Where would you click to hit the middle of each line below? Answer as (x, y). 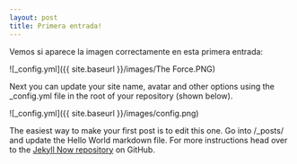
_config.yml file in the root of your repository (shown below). (121, 96)
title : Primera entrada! (56, 26)
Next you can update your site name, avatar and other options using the (142, 86)
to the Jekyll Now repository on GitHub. (82, 150)
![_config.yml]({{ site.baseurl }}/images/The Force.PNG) (113, 69)
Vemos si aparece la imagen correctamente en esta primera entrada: (136, 51)
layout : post (34, 17)
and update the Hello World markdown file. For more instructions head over (148, 140)
